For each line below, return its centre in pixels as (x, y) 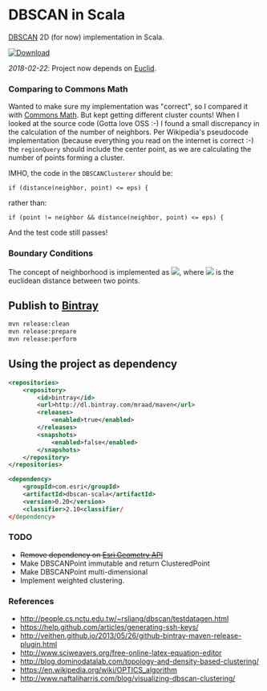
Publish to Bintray (53, 306)
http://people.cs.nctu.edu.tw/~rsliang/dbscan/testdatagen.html (124, 619)
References (31, 601)
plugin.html (38, 644)
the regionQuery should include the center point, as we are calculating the (130, 149)
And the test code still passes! (58, 233)
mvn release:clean (39, 324)
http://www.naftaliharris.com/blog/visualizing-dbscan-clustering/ (127, 679)
